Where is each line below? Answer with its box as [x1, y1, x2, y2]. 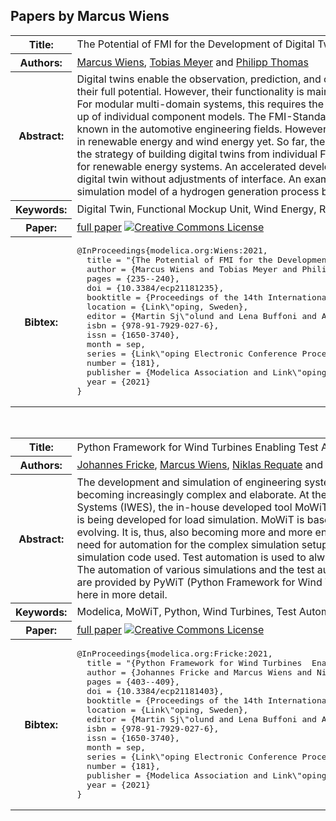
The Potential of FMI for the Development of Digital [76, 37, 315, 51]
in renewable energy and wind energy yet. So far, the [76, 135, 326, 149]
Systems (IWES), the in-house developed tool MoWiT [76, 500, 329, 514]
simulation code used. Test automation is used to [76, 550, 307, 564]
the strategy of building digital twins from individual [76, 147, 318, 161]
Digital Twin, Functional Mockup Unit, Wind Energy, [76, 202, 317, 216]
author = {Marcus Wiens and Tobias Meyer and [86, 264, 298, 275]
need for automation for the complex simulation [76, 537, 300, 551]
